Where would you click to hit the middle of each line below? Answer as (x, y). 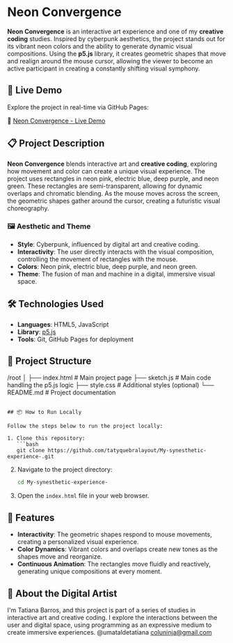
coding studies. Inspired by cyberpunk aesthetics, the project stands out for (116, 38)
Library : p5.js (37, 332)
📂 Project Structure (49, 361)
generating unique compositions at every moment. (89, 571)
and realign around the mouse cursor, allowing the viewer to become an (110, 61)
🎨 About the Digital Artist (62, 593)
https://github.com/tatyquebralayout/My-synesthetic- (127, 451)
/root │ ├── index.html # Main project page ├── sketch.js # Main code (109, 378)
